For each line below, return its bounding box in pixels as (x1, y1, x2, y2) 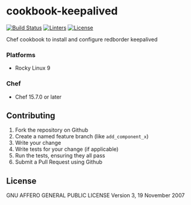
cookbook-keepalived (6, 4, 118, 18)
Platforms (6, 50, 36, 59)
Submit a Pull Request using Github (14, 158, 102, 166)
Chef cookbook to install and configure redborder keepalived (6, 35, 158, 43)
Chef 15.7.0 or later (14, 93, 62, 100)
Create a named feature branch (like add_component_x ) (14, 133, 149, 140)
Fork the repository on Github (14, 126, 89, 133)
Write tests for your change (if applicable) (14, 145, 119, 153)
